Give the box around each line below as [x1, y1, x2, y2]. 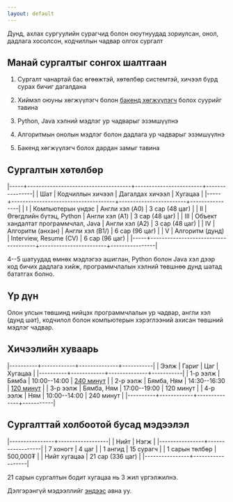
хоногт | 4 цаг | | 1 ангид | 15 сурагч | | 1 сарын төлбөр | [53, 444, 217, 453]
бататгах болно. [7, 270, 55, 278]
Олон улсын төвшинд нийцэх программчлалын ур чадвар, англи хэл [7, 309, 211, 317]
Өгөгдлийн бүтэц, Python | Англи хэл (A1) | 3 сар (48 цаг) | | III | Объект [7, 212, 218, 220]
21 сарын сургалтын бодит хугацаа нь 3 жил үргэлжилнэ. [7, 473, 179, 481]
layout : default [7, 10, 54, 17]
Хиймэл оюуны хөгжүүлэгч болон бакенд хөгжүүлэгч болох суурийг [17, 96, 223, 104]
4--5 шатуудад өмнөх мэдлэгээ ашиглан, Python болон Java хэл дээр [7, 255, 216, 264]
